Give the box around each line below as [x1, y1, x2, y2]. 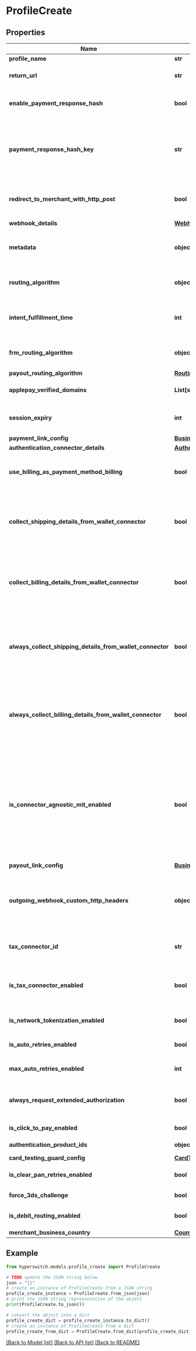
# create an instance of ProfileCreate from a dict [6, 1323, 134, 1329]
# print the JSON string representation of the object [6, 1296, 142, 1302]
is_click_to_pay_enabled [9, 1124, 78, 1132]
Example [6, 1248, 38, 1259]
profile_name [9, 54, 47, 63]
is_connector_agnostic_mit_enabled [9, 800, 111, 809]
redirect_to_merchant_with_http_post [9, 195, 116, 203]
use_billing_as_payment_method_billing [9, 468, 123, 476]
